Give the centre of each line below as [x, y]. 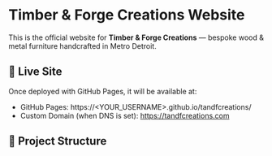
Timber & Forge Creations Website [127, 15]
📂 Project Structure [58, 141]
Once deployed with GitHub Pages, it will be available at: [103, 91]
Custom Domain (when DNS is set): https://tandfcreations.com [125, 115]
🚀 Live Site [35, 72]
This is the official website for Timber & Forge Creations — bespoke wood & [136, 37]
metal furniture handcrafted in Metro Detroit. [82, 45]
